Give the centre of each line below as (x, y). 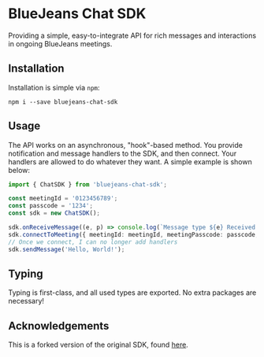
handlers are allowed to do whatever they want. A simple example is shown (130, 161)
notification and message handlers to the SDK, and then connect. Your (123, 153)
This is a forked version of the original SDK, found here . (99, 345)
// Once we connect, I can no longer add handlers (93, 242)
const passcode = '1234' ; (50, 206)
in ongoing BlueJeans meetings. (60, 43)
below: (19, 170)
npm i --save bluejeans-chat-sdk (63, 102)
